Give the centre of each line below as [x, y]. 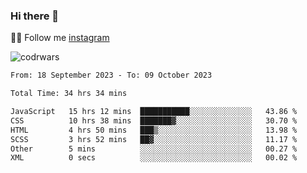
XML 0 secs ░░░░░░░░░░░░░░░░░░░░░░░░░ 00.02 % [154, 158]
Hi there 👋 [35, 16]
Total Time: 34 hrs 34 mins [69, 94]
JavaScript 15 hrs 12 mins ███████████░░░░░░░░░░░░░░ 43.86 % [154, 112]
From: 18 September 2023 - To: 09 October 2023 [111, 75]
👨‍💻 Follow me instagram [60, 38]
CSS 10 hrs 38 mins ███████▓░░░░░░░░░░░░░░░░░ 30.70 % [154, 120]
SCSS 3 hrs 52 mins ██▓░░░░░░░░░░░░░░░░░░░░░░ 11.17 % [154, 139]
